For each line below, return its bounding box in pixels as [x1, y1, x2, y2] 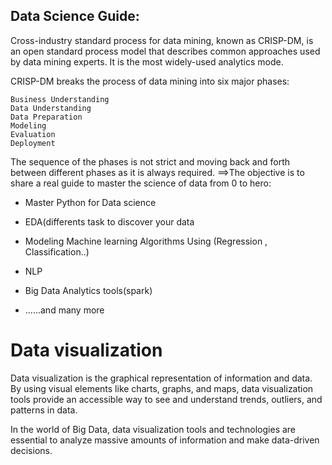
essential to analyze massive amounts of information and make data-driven [10, 434, 320, 446]
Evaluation [10, 129, 56, 139]
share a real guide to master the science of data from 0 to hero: [10, 177, 272, 189]
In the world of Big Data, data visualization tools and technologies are [10, 423, 297, 435]
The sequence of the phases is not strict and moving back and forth [10, 155, 291, 168]
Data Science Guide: [10, 8, 140, 25]
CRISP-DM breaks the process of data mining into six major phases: [10, 75, 290, 87]
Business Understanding [10, 94, 110, 104]
